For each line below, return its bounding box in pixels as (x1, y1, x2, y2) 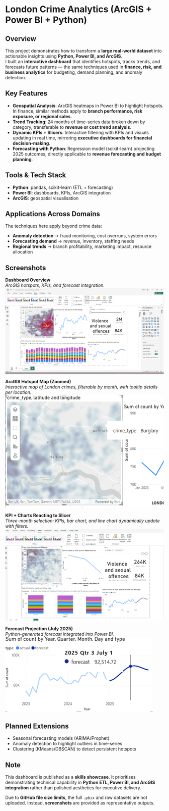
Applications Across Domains (5, 210, 101, 218)
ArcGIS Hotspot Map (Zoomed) (5, 378, 71, 384)
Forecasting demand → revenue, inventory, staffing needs (12, 238, 134, 244)
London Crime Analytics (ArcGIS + (5, 4, 152, 15)
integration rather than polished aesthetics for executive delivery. (5, 785, 142, 791)
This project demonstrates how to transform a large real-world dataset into (5, 48, 162, 54)
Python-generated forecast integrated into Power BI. (5, 631, 114, 637)
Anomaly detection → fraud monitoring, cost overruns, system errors (12, 233, 157, 239)
